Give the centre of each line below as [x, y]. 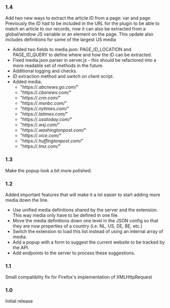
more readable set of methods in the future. [58, 66]
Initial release [19, 301]
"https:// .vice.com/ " [41, 136]
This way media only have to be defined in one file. [66, 215]
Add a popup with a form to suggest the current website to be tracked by [89, 242]
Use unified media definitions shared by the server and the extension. [85, 210]
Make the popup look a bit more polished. [49, 170]
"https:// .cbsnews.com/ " [46, 93]
